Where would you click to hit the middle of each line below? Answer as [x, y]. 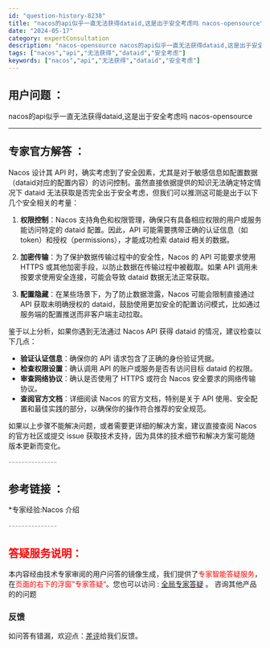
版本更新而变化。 [37, 445]
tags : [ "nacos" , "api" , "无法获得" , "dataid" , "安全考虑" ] [97, 53]
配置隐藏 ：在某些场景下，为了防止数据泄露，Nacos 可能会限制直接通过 [137, 293]
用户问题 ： [36, 95]
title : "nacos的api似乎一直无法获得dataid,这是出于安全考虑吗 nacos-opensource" [136, 23]
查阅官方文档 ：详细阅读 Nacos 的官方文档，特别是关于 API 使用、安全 [135, 398]
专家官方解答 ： [47, 152]
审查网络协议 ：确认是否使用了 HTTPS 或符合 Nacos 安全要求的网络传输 [138, 378]
